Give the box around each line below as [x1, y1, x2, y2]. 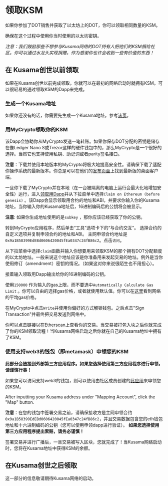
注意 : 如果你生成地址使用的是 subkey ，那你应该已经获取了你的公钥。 [5, 214, 145, 220]
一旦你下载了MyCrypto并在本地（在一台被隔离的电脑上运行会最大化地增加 [5, 185, 157, 191]
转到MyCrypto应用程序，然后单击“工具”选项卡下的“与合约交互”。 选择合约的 [5, 225, 162, 231]
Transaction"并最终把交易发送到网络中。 [5, 311, 89, 317]
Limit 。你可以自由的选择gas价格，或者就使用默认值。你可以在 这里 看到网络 [5, 288, 161, 294]
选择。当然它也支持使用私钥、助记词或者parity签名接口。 [5, 151, 122, 157]
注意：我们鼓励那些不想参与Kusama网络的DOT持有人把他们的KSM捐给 [5, 43, 151, 49]
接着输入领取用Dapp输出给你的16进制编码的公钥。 [5, 271, 108, 277]
